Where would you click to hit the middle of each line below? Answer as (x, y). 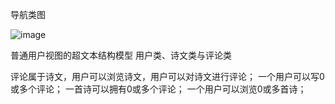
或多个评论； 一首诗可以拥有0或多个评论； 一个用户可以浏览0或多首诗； (158, 89)
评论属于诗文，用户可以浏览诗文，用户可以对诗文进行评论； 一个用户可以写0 (167, 76)
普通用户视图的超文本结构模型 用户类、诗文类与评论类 (121, 55)
